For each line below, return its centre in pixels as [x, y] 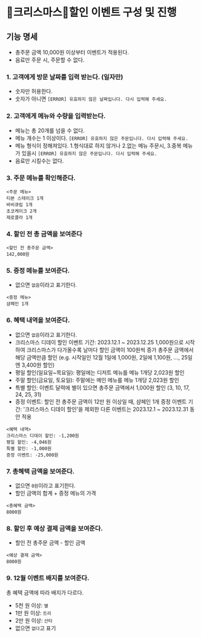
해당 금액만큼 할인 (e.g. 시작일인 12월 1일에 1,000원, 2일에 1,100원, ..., [97, 357]
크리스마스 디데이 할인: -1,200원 [43, 436]
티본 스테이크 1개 [25, 198]
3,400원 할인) [38, 365]
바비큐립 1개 [20, 204]
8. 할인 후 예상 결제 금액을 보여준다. [54, 528]
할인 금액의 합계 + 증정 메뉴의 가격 [56, 493]
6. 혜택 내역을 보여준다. [38, 320]
